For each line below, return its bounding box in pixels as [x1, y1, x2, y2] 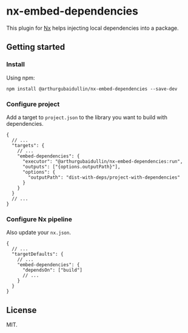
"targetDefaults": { [12, 251, 64, 258]
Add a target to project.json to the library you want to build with [6, 114, 168, 121]
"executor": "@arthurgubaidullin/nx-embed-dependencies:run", [22, 158, 183, 165]
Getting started [6, 42, 65, 52]
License [6, 305, 37, 315]
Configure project [6, 100, 60, 108]
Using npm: [6, 74, 35, 81]
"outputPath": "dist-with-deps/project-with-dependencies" [28, 174, 181, 180]
